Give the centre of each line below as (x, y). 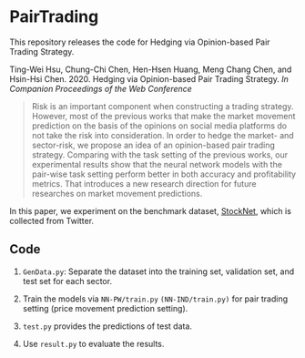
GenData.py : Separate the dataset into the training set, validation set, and (158, 271)
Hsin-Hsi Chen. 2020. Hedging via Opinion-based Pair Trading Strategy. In (149, 78)
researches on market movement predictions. (117, 193)
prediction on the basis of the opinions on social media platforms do (159, 126)
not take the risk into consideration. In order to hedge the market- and (163, 135)
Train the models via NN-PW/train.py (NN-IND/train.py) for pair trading (155, 299)
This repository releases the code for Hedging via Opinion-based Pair (140, 42)
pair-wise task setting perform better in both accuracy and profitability (164, 174)
